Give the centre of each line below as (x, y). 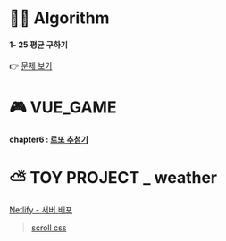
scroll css (49, 228)
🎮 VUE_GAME (63, 107)
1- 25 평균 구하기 (39, 45)
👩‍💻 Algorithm (59, 18)
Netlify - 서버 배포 (41, 210)
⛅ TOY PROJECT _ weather (113, 178)
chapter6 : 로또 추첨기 (49, 140)
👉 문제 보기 (31, 66)
